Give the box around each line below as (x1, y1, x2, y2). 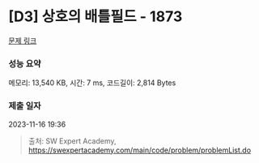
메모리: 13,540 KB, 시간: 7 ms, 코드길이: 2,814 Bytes (8, 78, 176, 88)
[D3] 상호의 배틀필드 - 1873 (8, 7, 183, 26)
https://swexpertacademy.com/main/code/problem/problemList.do (28, 145, 252, 155)
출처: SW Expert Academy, (28, 135, 117, 146)
